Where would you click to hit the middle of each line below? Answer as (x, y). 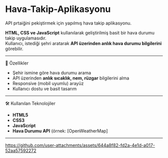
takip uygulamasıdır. (26, 38)
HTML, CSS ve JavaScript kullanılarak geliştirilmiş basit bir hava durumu (80, 32)
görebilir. (14, 48)
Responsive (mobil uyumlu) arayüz (48, 83)
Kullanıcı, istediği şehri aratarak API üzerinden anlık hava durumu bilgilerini (83, 43)
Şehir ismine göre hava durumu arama (52, 72)
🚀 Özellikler (17, 63)
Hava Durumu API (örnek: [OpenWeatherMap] (60, 130)
